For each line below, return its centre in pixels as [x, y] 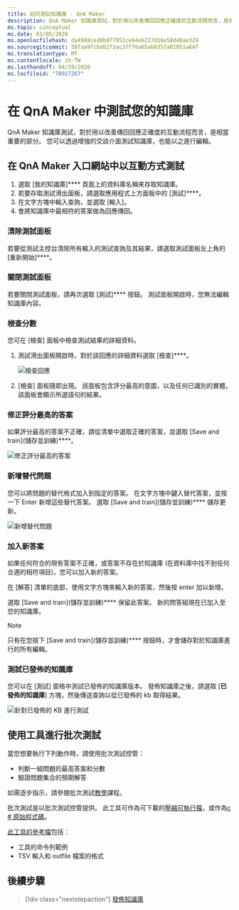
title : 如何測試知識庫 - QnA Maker [56, 14]
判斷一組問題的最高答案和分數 [61, 769]
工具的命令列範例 [43, 847]
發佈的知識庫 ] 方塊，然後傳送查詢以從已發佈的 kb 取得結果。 [96, 695]
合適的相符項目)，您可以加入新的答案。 [65, 572]
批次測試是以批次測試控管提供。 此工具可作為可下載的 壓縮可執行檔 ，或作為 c [119, 808]
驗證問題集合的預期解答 [52, 777]
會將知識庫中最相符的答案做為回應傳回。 [77, 211]
